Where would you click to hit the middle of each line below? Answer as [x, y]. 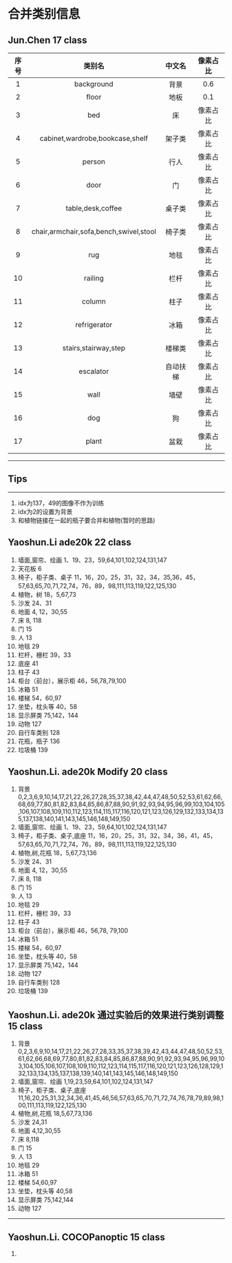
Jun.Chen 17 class [48, 40]
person [94, 161]
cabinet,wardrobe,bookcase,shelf [94, 138]
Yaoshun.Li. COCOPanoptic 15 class [86, 1237]
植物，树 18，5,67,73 [47, 594]
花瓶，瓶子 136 [39, 741]
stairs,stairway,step [94, 348]
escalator [94, 371]
